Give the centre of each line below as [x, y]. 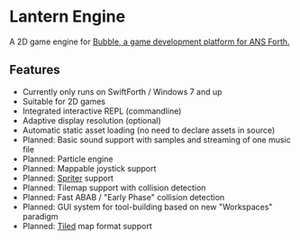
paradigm [40, 216]
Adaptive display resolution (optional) [92, 120]
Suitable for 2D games [64, 101]
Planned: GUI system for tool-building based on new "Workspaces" [147, 207]
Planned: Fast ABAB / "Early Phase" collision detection [123, 197]
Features [35, 70]
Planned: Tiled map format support [87, 226]
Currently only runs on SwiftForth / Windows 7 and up [122, 91]
